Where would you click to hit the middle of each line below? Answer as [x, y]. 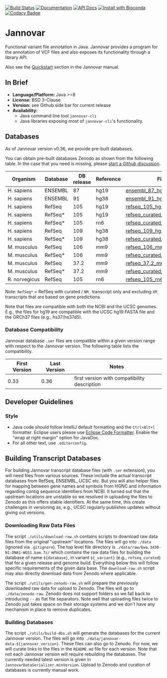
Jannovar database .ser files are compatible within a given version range [80, 340]
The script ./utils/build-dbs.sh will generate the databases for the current [83, 633]
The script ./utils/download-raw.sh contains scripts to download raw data [82, 536]
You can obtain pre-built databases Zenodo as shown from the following [79, 158]
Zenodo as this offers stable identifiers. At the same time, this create [75, 502]
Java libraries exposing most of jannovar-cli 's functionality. [82, 121]
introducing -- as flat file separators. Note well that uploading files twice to [82, 598]
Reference [108, 179]
